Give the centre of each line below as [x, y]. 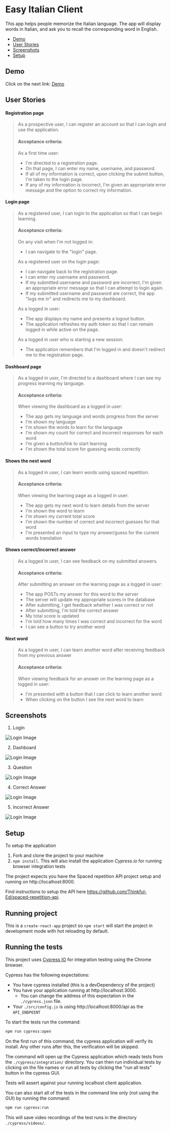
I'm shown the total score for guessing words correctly [83, 449]
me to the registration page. [55, 355]
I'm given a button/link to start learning [66, 444]
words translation [44, 538]
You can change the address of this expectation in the [77, 996]
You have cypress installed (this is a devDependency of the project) [84, 984]
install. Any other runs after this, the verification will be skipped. [72, 1046]
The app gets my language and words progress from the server [92, 417]
